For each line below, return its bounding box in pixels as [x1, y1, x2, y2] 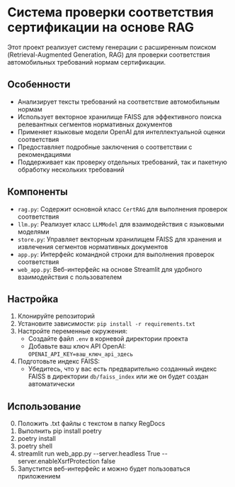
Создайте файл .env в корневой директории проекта [28, 334, 188, 343]
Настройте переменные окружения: [17, 327, 128, 336]
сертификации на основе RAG [7, 19, 195, 35]
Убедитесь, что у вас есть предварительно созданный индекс [28, 365, 217, 373]
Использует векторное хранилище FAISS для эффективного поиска [17, 112, 222, 121]
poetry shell [17, 442, 53, 451]
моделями [17, 227, 50, 236]
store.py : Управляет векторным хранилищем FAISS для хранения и [17, 235, 222, 243]
